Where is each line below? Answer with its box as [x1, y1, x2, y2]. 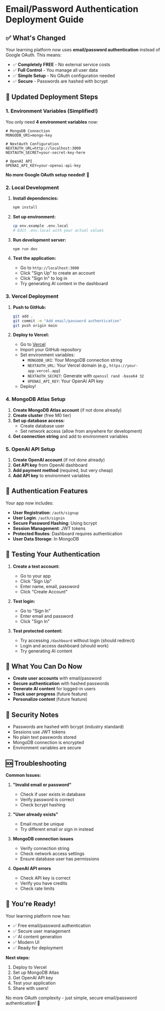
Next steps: [5, 955, 30, 961]
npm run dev [12, 246, 38, 252]
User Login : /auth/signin [12, 515, 65, 521]
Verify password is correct [20, 797, 75, 802]
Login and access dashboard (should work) [20, 642, 109, 648]
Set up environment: [12, 213, 56, 219]
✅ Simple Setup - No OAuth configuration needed [12, 73, 115, 79]
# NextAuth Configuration [5, 141, 59, 146]
